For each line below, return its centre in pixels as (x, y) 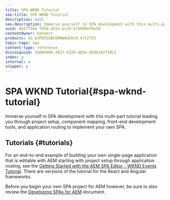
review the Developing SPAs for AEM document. (55, 192)
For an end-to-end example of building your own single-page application (81, 155)
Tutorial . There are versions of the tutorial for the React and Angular (76, 171)
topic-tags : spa (22, 43)
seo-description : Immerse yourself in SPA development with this (75, 24)
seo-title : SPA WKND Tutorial (37, 15)
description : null (25, 19)
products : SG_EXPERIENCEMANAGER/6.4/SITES (51, 38)
